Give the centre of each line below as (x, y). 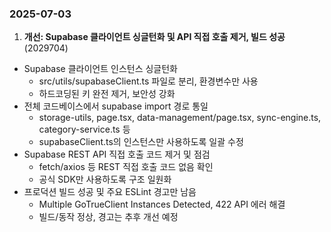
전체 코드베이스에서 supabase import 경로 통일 (116, 106)
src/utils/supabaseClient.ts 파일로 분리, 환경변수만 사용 (148, 81)
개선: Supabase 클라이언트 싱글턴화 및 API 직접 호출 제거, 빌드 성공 (154, 37)
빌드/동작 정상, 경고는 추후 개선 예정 (108, 217)
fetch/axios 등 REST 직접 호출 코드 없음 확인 (126, 167)
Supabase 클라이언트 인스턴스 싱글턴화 (101, 69)
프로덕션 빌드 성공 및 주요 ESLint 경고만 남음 (110, 192)
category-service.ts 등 (84, 129)
